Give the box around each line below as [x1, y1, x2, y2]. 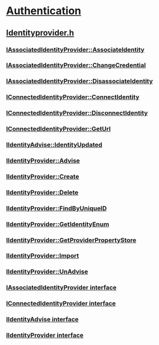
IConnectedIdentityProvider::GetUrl [6, 125, 111, 133]
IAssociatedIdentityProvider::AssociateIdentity [6, 46, 145, 54]
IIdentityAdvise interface [6, 315, 79, 324]
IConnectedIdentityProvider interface [6, 299, 116, 308]
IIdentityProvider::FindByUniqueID [6, 204, 107, 212]
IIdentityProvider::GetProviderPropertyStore [6, 236, 137, 244]
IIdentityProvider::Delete [6, 188, 78, 196]
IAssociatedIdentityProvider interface [6, 283, 117, 292]
